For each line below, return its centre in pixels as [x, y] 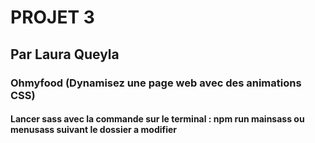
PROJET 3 [52, 17]
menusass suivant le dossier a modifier [94, 130]
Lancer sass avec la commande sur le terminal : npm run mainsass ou [157, 119]
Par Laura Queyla [65, 54]
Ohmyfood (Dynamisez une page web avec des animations [156, 83]
